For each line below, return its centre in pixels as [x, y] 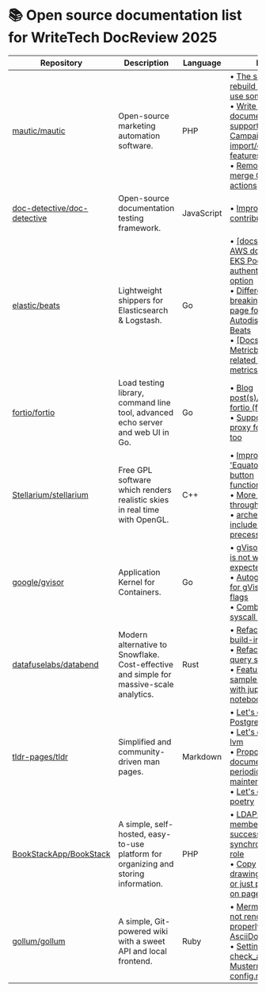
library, [131, 392]
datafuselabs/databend [55, 664]
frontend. [135, 961]
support [244, 125]
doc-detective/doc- [50, 208]
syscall [242, 617]
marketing [137, 125]
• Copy [243, 863]
